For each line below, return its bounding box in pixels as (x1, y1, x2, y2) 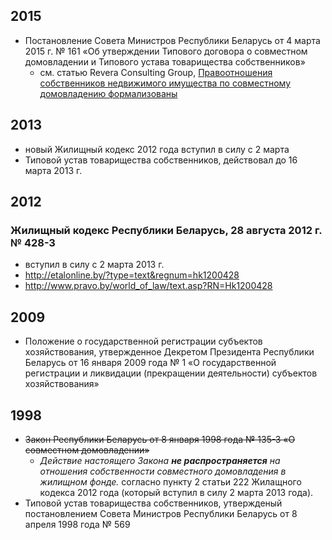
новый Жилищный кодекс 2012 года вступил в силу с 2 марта (24, 143, 290, 155)
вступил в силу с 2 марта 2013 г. (24, 259, 165, 271)
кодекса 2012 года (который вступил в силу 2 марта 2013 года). (39, 486, 314, 498)
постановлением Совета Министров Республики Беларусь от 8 (24, 507, 298, 519)
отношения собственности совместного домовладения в (39, 465, 287, 477)
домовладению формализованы (39, 87, 178, 99)
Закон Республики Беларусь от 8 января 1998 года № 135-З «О (24, 433, 296, 445)
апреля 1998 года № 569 (24, 518, 131, 530)
